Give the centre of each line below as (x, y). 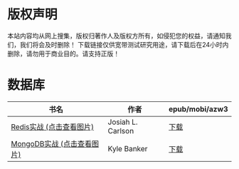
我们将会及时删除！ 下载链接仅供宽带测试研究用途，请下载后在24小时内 (124, 44)
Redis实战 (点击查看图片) (53, 127)
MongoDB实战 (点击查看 (52, 143)
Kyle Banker (128, 148)
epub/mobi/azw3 (198, 109)
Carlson (121, 130)
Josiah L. (123, 122)
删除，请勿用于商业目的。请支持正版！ (63, 53)
